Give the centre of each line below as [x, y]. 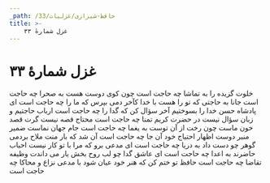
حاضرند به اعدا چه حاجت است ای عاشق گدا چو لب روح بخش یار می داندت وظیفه [132, 154]
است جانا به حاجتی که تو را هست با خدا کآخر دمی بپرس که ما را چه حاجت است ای [134, 102]
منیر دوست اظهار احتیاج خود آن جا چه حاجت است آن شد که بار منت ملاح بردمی [129, 136]
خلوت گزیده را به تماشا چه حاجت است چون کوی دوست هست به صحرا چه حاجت [131, 93]
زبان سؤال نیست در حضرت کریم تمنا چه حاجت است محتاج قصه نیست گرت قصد [131, 119]
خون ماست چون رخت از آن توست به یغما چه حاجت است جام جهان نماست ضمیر [131, 128]
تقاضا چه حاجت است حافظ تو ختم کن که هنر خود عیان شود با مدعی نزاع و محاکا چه [136, 162]
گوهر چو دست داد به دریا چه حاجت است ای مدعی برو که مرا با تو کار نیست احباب [133, 145]
